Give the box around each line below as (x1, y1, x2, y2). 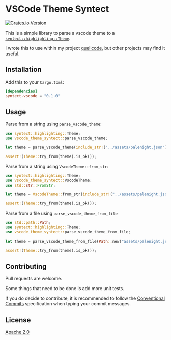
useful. (5, 50, 20, 57)
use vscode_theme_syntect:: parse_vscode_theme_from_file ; (5, 229, 131, 234)
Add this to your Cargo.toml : (5, 79, 65, 85)
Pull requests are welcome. (5, 276, 62, 282)
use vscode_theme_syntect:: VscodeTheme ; (5, 178, 93, 183)
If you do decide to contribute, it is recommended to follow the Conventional (5, 295, 165, 301)
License (5, 316, 31, 324)
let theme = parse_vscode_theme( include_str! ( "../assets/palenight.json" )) (5, 145, 169, 150)
